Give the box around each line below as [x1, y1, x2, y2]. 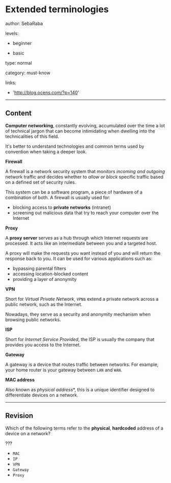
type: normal [5, 60, 32, 66]
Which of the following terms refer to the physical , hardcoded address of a [5, 425, 164, 431]
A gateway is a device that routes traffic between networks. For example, [5, 361, 159, 367]
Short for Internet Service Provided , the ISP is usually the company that [5, 336, 155, 342]
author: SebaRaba [5, 20, 43, 26]
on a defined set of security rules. [5, 179, 76, 185]
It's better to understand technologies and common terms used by [5, 143, 145, 149]
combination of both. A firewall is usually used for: [5, 194, 110, 201]
